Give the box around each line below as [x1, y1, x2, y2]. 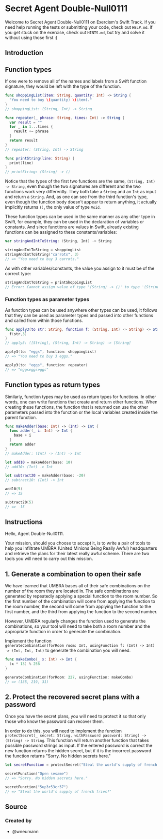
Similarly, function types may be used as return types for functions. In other [5, 394, 156, 400]
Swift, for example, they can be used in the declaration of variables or [5, 219, 145, 225]
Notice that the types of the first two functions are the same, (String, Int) [5, 179, 155, 184]
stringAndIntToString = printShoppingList [5, 280, 92, 285]
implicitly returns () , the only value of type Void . [5, 204, 101, 210]
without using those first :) [5, 35, 58, 40]
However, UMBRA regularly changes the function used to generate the [5, 618, 146, 624]
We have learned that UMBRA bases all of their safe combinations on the [5, 583, 150, 589]
